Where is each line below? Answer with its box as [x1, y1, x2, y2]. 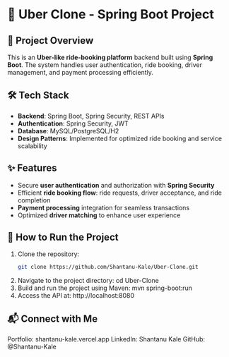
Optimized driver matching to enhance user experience [17, 211, 181, 219]
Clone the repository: [17, 250, 80, 258]
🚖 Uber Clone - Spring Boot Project [7, 6, 214, 23]
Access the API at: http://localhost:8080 [17, 291, 134, 300]
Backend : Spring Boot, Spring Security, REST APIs [17, 111, 165, 120]
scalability [17, 141, 47, 150]
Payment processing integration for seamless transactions [17, 203, 189, 212]
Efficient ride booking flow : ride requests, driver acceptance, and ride [17, 188, 223, 197]
